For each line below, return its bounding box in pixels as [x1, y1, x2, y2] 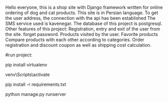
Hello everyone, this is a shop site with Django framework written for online [5, 5, 163, 10]
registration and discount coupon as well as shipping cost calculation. [5, 42, 152, 48]
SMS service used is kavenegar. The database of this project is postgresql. [5, 20, 162, 26]
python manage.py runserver [5, 91, 66, 97]
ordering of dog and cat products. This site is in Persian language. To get [5, 10, 158, 16]
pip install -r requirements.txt [5, 81, 66, 87]
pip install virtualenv [5, 62, 47, 67]
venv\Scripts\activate [5, 72, 50, 78]
